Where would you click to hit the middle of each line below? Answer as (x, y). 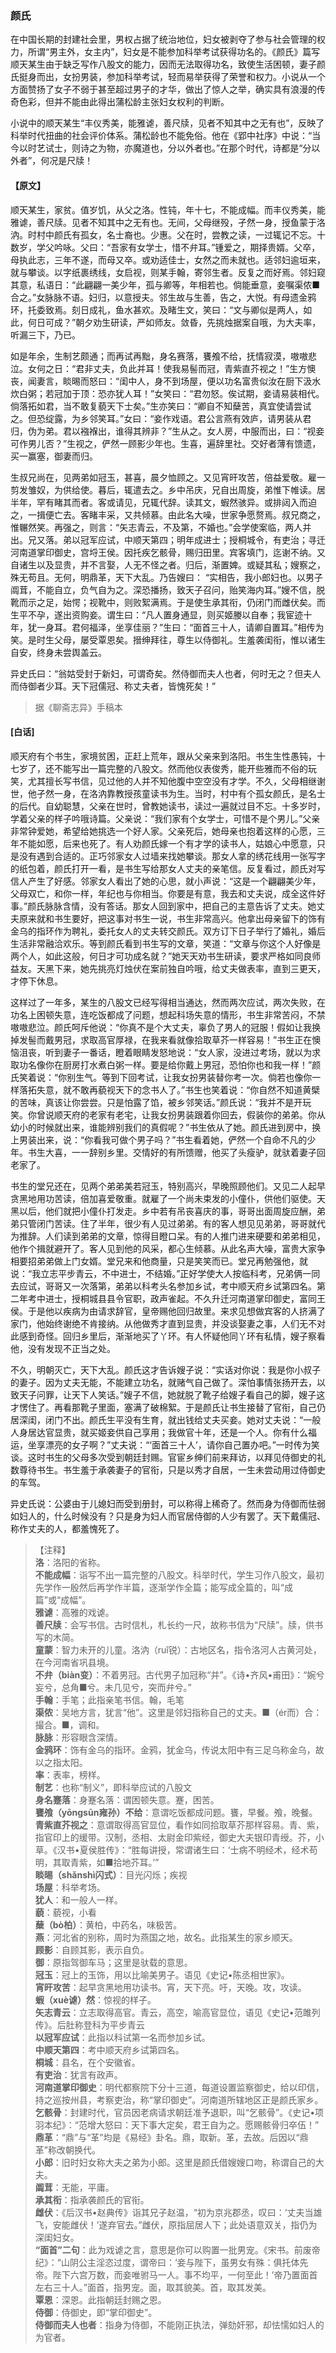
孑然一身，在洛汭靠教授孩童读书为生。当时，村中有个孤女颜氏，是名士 (181, 793)
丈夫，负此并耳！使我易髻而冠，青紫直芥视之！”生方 (200, 368)
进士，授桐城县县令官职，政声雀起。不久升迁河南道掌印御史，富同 (180, 1298)
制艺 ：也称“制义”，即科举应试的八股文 (113, 1787)
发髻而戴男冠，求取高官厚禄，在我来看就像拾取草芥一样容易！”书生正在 (165, 1039)
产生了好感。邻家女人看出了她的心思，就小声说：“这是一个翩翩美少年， (174, 881)
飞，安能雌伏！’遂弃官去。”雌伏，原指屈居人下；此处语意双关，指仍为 (176, 2224)
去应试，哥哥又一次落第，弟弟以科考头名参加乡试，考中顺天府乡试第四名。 (163, 1286)
